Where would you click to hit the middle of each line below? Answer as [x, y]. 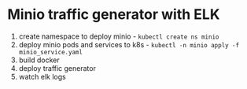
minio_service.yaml [51, 52]
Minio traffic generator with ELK [114, 15]
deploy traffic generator [57, 68]
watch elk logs [42, 76]
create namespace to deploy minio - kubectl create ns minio [119, 36]
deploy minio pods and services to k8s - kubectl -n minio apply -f [129, 44]
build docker [39, 60]
